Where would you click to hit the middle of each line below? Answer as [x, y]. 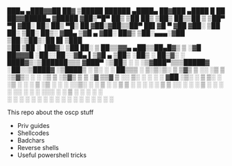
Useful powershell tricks [52, 155]
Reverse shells [38, 148]
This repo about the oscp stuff [51, 112]
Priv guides [33, 126]
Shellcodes [33, 133]
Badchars [31, 140]
